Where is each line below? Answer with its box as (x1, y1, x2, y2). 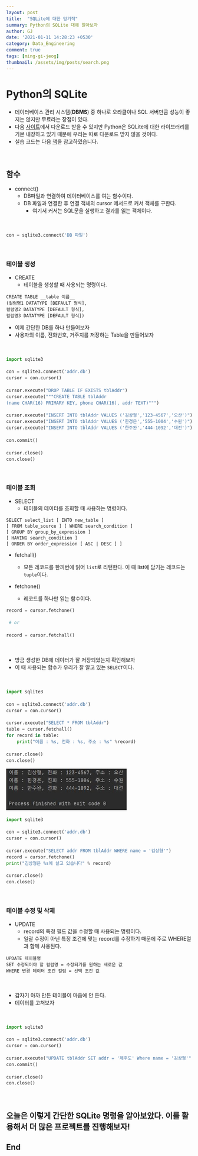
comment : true (6, 47, 41, 53)
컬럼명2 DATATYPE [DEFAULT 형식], (6, 306, 85, 312)
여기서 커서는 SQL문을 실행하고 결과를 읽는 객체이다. (32, 207, 153, 214)
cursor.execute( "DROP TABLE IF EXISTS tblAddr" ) (6, 388, 128, 393)
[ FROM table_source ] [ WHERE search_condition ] (6, 523, 133, 529)
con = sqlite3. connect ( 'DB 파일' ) (6, 233, 88, 238)
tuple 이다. (23, 571, 48, 578)
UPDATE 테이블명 (6, 955, 41, 961)
